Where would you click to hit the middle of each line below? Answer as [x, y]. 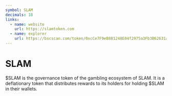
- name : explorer [28, 34]
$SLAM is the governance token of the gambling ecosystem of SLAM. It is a [85, 78]
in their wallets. [21, 89]
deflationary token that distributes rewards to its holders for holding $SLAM [85, 83]
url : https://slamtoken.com [44, 29]
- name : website [27, 24]
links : [12, 19]
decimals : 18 [19, 15]
